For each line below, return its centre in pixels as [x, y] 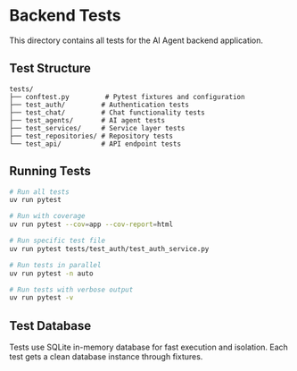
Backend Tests [65, 16]
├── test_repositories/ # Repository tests [91, 136]
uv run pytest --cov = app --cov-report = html [91, 224]
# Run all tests [39, 192]
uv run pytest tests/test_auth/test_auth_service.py [109, 249]
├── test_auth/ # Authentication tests [99, 105]
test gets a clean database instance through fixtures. [106, 357]
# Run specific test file [57, 241]
